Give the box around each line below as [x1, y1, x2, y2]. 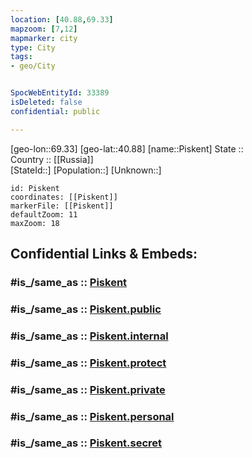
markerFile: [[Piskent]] [10, 201, 114, 211]
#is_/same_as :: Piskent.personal [10, 409, 175, 423]
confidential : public [10, 106, 101, 116]
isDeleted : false [10, 97, 83, 107]
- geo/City [10, 61, 56, 71]
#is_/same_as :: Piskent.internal [10, 329, 169, 343]
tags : [10, 52, 33, 62]
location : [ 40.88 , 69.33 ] [10, 14, 114, 25]
